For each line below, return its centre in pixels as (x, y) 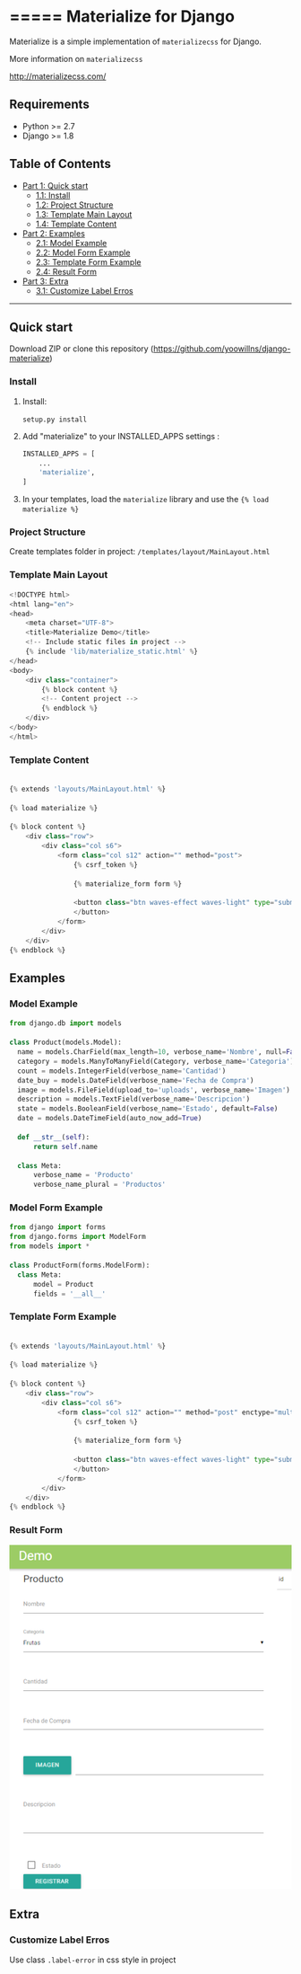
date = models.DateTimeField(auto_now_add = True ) (110, 1119)
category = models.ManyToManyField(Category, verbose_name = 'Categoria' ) (156, 1061)
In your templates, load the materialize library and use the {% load (146, 500)
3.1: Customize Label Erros (84, 290)
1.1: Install (53, 195)
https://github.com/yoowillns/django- (222, 349)
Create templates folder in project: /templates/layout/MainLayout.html (140, 552)
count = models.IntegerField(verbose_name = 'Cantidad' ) (122, 1071)
